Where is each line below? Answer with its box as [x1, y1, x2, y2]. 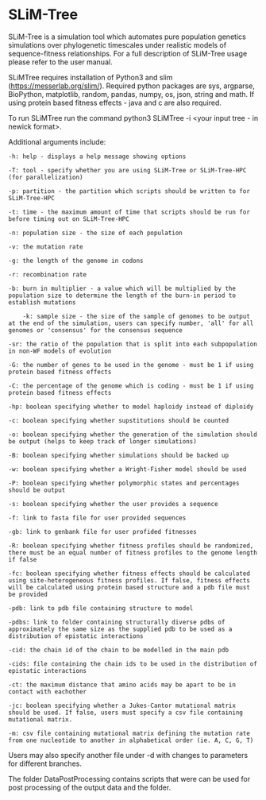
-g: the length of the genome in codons [8, 257, 145, 265]
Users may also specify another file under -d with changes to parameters [8, 750, 249, 759]
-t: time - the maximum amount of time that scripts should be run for [8, 208, 250, 216]
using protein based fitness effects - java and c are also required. [8, 98, 222, 107]
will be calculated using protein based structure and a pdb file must [8, 583, 250, 591]
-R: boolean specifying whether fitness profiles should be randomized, [8, 542, 254, 550]
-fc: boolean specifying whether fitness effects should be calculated [8, 570, 250, 578]
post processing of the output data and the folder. [8, 783, 172, 792]
